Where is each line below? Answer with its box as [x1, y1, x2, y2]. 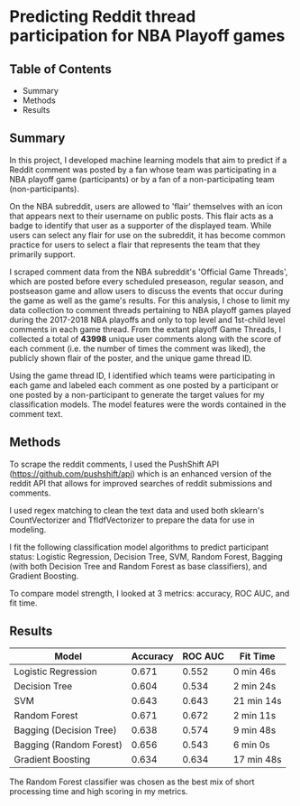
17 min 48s [232, 754, 282, 766]
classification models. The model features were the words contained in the [9, 399, 286, 410]
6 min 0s [232, 738, 270, 751]
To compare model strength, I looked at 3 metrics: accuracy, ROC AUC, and [9, 588, 290, 598]
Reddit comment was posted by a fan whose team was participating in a [9, 164, 277, 175]
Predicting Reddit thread [9, 6, 196, 27]
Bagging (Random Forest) [14, 738, 123, 751]
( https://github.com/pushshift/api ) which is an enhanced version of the [9, 468, 272, 479]
